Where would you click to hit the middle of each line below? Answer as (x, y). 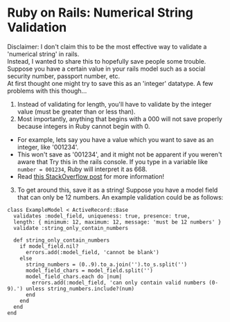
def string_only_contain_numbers (62, 240)
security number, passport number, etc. (64, 76)
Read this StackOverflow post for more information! (91, 176)
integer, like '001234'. (48, 147)
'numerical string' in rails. (43, 54)
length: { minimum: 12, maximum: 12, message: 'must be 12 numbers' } (117, 222)
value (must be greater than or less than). (76, 111)
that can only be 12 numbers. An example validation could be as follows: (120, 197)
